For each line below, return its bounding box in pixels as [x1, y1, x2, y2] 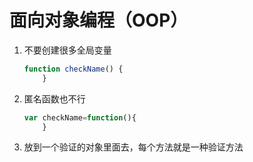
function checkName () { [23, 64, 124, 74]
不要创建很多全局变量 [23, 44, 112, 56]
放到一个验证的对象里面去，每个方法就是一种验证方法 [23, 141, 244, 153]
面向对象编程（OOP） [9, 9, 189, 32]
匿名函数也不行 [23, 92, 86, 105]
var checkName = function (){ [23, 112, 137, 123]
